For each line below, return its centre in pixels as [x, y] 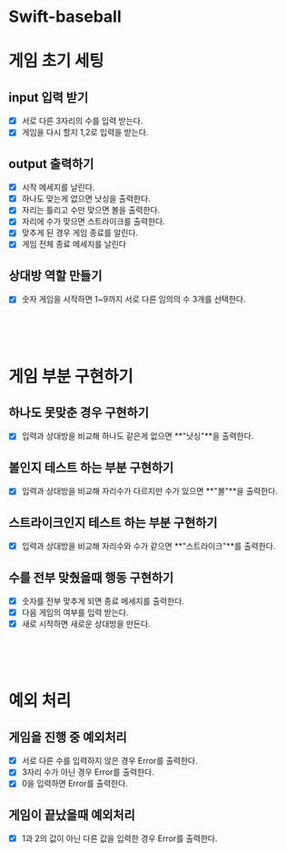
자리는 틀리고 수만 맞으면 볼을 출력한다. [91, 210]
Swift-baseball [65, 17]
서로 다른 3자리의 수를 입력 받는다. [82, 121]
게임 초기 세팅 [56, 61]
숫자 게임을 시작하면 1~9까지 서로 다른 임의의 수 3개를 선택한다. [134, 299]
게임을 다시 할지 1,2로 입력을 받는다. [85, 133]
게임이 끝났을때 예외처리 [72, 815]
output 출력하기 [51, 164]
